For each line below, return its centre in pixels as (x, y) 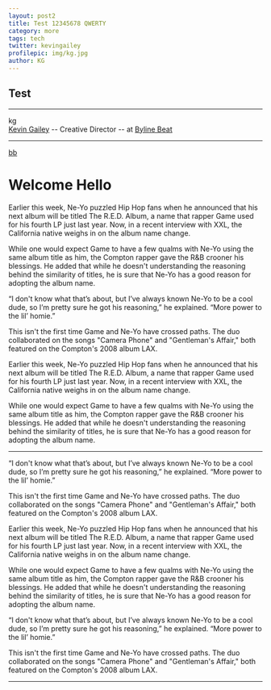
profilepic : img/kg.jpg (48, 53)
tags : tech (27, 38)
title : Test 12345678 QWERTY (57, 23)
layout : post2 (32, 16)
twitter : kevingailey (45, 46)
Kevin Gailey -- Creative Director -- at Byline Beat (90, 129)
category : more (34, 31)
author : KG (27, 61)
